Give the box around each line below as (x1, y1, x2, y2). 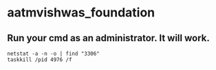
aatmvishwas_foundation (7, 5, 155, 21)
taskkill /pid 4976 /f (7, 56, 72, 63)
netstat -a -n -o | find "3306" (7, 50, 100, 57)
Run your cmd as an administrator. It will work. (7, 32, 210, 44)
